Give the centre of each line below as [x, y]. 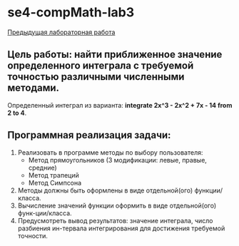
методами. [33, 88]
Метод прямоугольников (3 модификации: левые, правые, [117, 160]
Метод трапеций [54, 175]
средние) [42, 168]
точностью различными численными [96, 77]
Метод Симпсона [55, 183]
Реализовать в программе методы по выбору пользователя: [110, 152]
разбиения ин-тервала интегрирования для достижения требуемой [121, 228]
